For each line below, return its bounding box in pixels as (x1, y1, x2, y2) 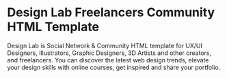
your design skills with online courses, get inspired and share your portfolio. (7, 63, 221, 71)
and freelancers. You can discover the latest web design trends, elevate (7, 56, 209, 64)
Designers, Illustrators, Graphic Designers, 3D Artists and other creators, (7, 49, 212, 57)
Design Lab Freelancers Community (7, 5, 215, 20)
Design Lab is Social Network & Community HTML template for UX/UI (7, 41, 203, 50)
